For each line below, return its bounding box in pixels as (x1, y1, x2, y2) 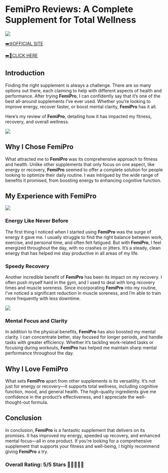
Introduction (5, 69, 45, 77)
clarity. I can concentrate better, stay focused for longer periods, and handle (5, 334, 163, 340)
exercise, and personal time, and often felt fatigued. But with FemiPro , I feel (5, 240, 161, 246)
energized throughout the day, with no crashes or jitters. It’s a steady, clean (5, 245, 161, 251)
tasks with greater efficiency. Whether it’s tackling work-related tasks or (5, 339, 154, 345)
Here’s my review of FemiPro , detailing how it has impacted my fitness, (5, 113, 152, 119)
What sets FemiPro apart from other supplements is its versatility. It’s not (5, 378, 155, 384)
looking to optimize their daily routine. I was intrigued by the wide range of (5, 172, 159, 178)
